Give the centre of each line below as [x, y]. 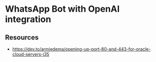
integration [28, 19]
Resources [22, 37]
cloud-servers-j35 [31, 54]
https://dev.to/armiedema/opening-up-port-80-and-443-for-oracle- [81, 49]
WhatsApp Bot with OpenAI [62, 9]
